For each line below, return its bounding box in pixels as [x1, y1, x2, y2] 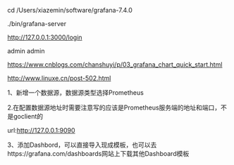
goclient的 [13, 112, 44, 120]
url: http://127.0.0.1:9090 [7, 126, 75, 134]
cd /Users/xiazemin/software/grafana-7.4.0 [7, 6, 133, 14]
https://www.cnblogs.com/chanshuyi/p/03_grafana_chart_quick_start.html [7, 60, 223, 69]
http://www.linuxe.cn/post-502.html [7, 74, 111, 82]
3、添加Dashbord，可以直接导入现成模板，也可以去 [7, 140, 157, 149]
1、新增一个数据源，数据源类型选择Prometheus [7, 88, 144, 97]
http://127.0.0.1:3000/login [7, 33, 82, 41]
